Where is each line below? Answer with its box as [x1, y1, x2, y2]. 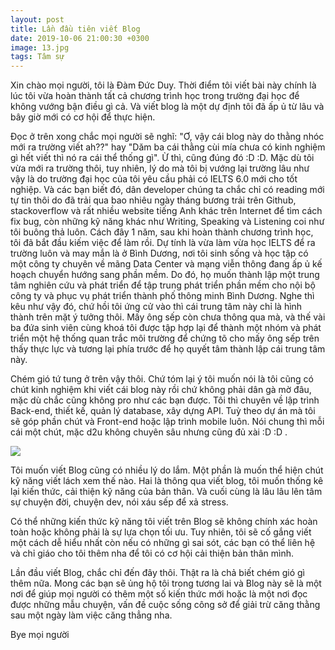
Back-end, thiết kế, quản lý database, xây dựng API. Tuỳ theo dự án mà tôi [10, 405, 316, 417]
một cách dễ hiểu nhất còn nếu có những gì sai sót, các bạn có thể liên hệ [10, 537, 316, 549]
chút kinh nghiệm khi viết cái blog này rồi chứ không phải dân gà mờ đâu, [10, 384, 312, 396]
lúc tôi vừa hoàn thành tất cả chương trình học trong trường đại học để [10, 90, 300, 102]
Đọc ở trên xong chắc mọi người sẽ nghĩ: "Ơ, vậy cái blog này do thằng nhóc [10, 131, 325, 143]
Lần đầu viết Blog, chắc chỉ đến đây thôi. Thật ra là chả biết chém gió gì [10, 567, 305, 579]
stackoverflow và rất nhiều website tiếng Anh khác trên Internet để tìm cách [10, 205, 323, 217]
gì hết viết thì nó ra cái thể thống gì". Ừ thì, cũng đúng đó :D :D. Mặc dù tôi [10, 152, 315, 164]
